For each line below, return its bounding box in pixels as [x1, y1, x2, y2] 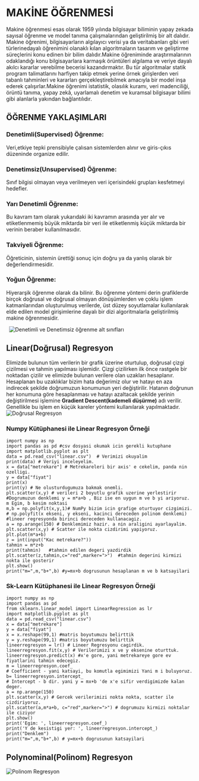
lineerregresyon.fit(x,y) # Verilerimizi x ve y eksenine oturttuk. [6, 648, 179, 654]
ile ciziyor [6, 710, 36, 716]
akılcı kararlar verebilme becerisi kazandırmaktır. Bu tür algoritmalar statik [6, 63, 186, 71]
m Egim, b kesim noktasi [6, 500, 68, 506]
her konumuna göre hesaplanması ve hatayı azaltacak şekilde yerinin [6, 390, 175, 398]
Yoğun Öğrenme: [6, 276, 56, 284]
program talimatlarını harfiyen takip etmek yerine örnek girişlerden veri [6, 70, 179, 77]
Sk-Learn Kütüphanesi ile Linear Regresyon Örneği [6, 582, 156, 590]
